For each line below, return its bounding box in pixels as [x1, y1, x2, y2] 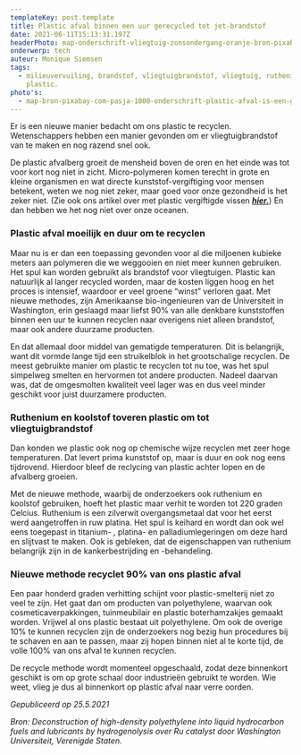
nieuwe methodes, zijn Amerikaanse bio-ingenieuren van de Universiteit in [10, 295, 284, 305]
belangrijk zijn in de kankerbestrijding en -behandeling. [10, 545, 213, 556]
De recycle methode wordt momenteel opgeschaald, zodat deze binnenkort [10, 663, 288, 673]
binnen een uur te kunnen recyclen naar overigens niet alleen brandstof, [10, 314, 275, 325]
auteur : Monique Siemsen [10, 55, 103, 64]
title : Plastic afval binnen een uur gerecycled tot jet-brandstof [10, 21, 267, 30]
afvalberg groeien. [10, 471, 79, 482]
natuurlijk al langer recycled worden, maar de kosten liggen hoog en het [10, 276, 275, 287]
